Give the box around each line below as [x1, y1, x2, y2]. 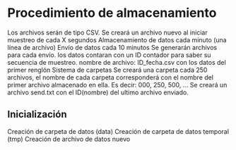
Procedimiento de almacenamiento [7, 5, 217, 21]
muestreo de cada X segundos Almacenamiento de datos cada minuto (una [7, 35, 228, 44]
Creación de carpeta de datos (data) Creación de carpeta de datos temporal [7, 127, 230, 135]
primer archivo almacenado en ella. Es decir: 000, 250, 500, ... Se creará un [7, 80, 228, 89]
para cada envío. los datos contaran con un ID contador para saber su [7, 51, 211, 59]
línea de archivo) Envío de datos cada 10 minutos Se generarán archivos [7, 43, 218, 51]
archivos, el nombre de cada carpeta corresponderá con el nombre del [7, 73, 214, 82]
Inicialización [7, 108, 67, 120]
